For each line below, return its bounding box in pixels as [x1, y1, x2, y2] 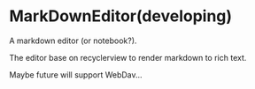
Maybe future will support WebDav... [9, 69, 143, 80]
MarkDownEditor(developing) [9, 6, 233, 26]
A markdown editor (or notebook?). [9, 35, 137, 46]
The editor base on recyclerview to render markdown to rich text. [9, 52, 247, 63]
